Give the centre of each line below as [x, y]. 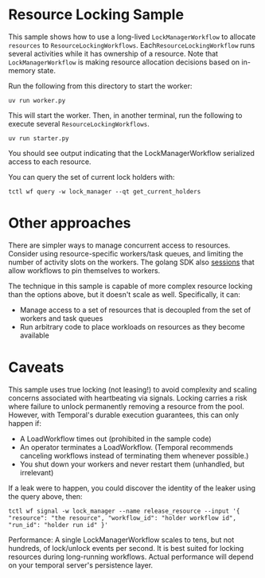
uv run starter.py [39, 138]
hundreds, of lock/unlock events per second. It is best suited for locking [126, 548]
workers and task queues [61, 318]
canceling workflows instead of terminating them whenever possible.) [134, 455]
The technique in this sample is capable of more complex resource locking [131, 286]
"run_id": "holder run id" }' [58, 525]
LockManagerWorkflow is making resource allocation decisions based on [124, 62]
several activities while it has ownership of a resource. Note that [113, 53]
